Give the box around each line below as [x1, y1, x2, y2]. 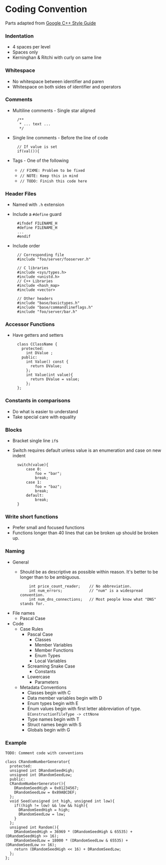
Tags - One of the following [12, 157, 69, 163]
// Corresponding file [17, 252, 64, 258]
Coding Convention [5, 3, 87, 15]
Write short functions [5, 513, 58, 520]
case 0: [25, 467, 42, 472]
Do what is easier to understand [12, 408, 78, 414]
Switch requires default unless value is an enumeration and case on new [12, 447, 162, 453]
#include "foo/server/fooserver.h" [17, 257, 91, 262]
